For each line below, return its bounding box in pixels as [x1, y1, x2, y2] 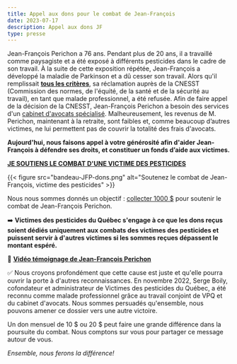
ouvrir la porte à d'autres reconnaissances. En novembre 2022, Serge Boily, [7, 276, 229, 285]
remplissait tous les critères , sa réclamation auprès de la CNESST [7, 79, 200, 88]
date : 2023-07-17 [7, 17, 59, 24]
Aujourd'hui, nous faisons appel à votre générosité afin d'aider [7, 139, 196, 147]
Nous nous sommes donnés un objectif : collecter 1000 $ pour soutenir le [7, 194, 221, 203]
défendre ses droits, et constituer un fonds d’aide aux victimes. [40, 146, 230, 154]
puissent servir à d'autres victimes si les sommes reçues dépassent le [7, 234, 219, 242]
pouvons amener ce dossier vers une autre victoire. [7, 307, 158, 315]
